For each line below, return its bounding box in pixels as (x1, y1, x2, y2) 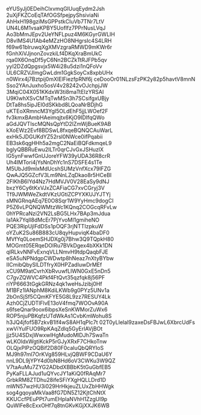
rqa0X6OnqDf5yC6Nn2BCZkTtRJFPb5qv (6, 57, 107, 63)
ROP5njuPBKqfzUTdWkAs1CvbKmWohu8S (6, 313, 112, 319)
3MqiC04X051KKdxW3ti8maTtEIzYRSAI (6, 89, 104, 95)
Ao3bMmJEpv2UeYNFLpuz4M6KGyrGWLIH (6, 31, 116, 38)
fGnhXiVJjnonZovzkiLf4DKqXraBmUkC (6, 50, 102, 57)
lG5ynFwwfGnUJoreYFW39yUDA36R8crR (6, 152, 111, 159)
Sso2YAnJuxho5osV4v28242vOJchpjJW (6, 82, 108, 89)
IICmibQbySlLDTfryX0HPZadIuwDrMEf (6, 261, 102, 268)
